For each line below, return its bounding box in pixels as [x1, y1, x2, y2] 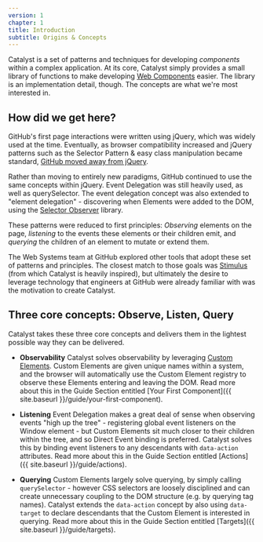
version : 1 [8, 11, 44, 20]
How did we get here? [8, 111, 116, 124]
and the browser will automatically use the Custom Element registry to [19, 369, 247, 379]
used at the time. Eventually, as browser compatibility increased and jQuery [8, 140, 253, 150]
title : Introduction [8, 26, 76, 34]
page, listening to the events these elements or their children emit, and [8, 229, 236, 238]
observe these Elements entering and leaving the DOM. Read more [19, 377, 236, 387]
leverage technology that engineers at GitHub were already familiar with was [8, 278, 256, 287]
